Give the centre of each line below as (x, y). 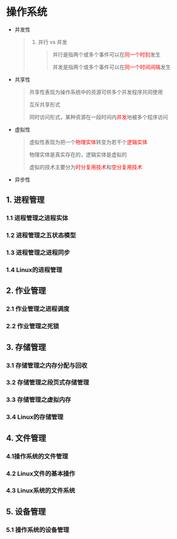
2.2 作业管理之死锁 (33, 326)
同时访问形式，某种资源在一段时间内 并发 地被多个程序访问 (98, 117)
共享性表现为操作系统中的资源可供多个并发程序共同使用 (96, 92)
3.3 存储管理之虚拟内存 (39, 400)
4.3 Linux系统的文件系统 (41, 491)
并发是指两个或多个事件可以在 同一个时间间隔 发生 (112, 67)
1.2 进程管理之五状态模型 (41, 235)
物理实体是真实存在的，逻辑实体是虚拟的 (78, 154)
